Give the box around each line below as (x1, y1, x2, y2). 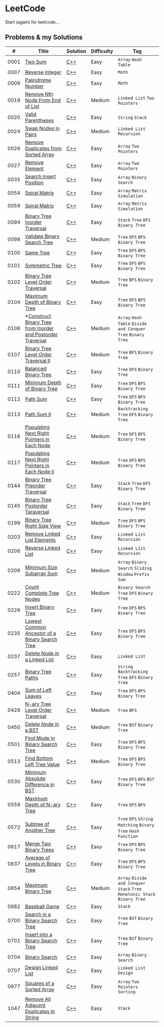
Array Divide (118, 875, 147, 881)
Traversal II (25, 357, 50, 364)
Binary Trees (25, 846, 55, 853)
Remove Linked (25, 530, 61, 537)
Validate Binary (25, 233, 60, 240)
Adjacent (25, 1002, 46, 1008)
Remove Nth (25, 91, 54, 98)
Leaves (25, 692, 42, 699)
